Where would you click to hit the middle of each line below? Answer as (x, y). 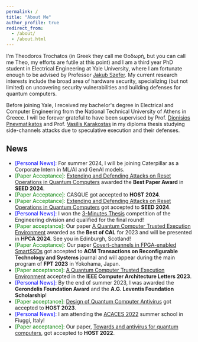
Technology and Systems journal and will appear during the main (95, 257)
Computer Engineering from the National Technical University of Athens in (96, 111)
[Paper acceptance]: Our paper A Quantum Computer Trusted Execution (103, 226)
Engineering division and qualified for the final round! (79, 220)
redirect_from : (25, 28)
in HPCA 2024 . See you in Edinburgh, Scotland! (73, 238)
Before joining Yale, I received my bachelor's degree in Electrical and (90, 105)
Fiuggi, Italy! (30, 320)
